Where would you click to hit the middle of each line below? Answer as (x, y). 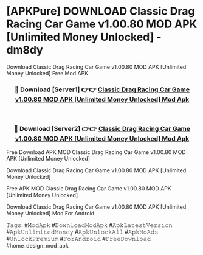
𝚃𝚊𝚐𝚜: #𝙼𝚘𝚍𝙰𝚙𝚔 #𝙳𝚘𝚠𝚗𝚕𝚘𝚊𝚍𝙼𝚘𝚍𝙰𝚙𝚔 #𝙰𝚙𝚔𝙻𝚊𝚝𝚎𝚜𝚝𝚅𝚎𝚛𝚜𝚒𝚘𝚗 (90, 225)
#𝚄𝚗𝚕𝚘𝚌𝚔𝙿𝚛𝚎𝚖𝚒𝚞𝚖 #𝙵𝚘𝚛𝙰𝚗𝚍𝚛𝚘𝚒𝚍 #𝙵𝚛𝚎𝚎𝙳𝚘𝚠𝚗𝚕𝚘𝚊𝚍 (78, 239)
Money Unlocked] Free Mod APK (47, 73)
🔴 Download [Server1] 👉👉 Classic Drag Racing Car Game (102, 89)
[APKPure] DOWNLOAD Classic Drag (101, 11)
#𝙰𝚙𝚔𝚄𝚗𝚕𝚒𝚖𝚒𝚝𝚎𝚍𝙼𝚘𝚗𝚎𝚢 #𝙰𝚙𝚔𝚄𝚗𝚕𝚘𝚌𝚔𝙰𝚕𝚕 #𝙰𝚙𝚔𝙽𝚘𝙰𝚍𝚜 (82, 232)
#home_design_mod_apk (37, 245)
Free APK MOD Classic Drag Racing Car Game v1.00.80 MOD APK (89, 188)
